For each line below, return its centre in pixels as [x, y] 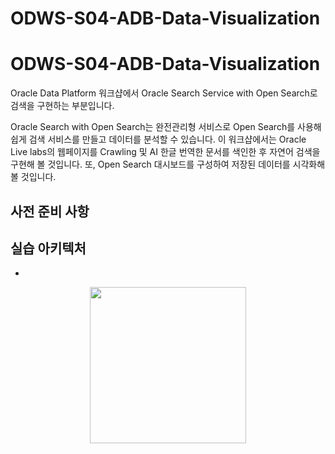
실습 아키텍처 [48, 248]
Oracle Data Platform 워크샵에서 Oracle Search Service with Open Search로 [164, 93]
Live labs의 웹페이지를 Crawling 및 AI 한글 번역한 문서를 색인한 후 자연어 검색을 [165, 152]
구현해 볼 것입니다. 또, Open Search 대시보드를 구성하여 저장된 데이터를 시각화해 [168, 164]
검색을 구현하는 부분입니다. [62, 106]
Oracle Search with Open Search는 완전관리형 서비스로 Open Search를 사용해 [166, 127]
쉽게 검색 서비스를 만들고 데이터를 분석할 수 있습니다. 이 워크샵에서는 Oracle [158, 139]
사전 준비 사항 [50, 211]
